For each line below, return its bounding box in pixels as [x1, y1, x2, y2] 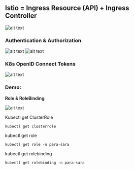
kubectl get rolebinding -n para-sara [5, 160, 85, 165]
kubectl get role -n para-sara [5, 142, 69, 147]
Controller [5, 12, 37, 20]
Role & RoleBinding [5, 95, 45, 101]
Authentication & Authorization [5, 37, 81, 44]
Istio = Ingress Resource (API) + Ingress [5, 4, 130, 12]
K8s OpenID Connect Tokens [5, 61, 76, 68]
